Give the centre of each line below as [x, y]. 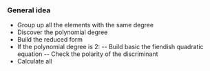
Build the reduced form [50, 40]
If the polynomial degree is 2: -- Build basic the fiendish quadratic [111, 47]
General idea [29, 10]
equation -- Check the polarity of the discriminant [87, 54]
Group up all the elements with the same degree [85, 25]
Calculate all [34, 61]
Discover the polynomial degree [62, 32]
